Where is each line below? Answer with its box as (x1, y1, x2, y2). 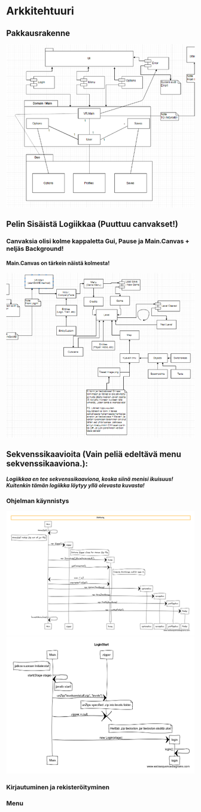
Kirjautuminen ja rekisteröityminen (6, 783, 109, 791)
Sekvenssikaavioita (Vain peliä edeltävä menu (6, 449, 181, 459)
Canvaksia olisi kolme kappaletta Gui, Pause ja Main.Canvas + (6, 237, 190, 246)
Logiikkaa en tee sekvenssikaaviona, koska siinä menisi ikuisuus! (6, 475, 173, 483)
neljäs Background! (6, 244, 64, 253)
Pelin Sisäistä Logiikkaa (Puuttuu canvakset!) (6, 219, 178, 229)
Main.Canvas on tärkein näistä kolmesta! (6, 259, 110, 266)
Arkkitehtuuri (6, 4, 75, 18)
